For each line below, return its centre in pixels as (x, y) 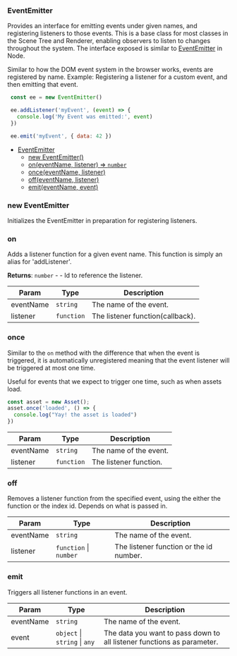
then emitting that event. (43, 85)
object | (69, 633)
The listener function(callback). (144, 316)
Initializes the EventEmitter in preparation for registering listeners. (102, 220)
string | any (75, 642)
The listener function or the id (164, 547)
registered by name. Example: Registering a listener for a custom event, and (117, 77)
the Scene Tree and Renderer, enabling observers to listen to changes (109, 41)
